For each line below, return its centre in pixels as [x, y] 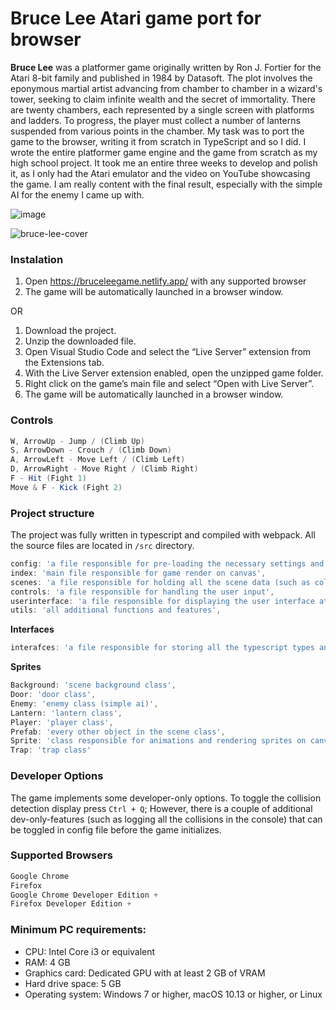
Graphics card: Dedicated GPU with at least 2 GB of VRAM [145, 973]
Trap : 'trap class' [51, 750]
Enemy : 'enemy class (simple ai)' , [84, 703]
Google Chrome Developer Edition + [84, 895]
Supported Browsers [61, 855]
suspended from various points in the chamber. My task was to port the [157, 131]
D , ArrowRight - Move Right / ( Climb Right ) [104, 469]
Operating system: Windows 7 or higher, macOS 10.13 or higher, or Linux [173, 994]
